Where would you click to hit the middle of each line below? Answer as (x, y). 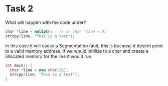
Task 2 (19, 9)
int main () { (19, 65)
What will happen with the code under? (46, 22)
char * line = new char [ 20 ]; (39, 70)
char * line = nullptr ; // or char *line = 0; (56, 31)
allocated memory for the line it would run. (49, 56)
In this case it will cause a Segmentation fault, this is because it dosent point (84, 46)
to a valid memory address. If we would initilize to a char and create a (77, 51)
